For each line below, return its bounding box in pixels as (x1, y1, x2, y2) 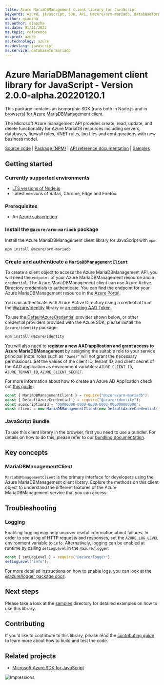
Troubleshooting (5, 504, 57, 512)
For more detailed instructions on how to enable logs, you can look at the (5, 568, 152, 574)
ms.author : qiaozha (5, 21, 45, 26)
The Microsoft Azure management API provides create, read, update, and (5, 121, 153, 126)
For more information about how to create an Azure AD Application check (5, 378, 153, 384)
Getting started (5, 160, 53, 168)
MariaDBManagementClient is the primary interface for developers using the (5, 474, 154, 480)
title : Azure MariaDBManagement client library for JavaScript (5, 7, 137, 12)
